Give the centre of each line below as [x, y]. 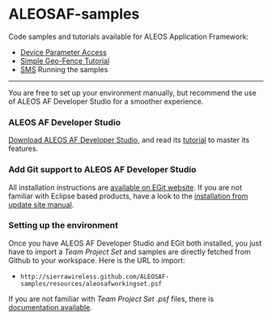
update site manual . [41, 204]
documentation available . [51, 307]
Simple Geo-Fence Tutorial [65, 61]
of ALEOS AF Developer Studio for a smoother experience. [106, 101]
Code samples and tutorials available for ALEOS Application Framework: [129, 36]
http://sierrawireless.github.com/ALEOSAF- [95, 276]
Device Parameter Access [63, 52]
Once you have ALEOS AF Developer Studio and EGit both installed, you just [135, 243]
